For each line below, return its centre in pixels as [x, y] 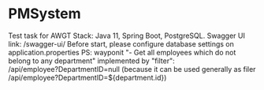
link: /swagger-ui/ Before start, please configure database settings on [121, 43]
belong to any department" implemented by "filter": [91, 61]
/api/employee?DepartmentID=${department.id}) [87, 77]
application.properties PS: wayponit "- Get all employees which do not [122, 52]
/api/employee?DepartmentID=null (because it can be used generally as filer [132, 69]
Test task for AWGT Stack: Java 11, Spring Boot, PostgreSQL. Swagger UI [127, 36]
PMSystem [45, 14]
